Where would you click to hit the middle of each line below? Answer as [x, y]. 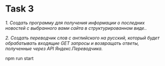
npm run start [20, 58]
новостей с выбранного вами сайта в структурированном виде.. [76, 28]
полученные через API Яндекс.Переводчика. [54, 48]
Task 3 [20, 9]
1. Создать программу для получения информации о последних [75, 23]
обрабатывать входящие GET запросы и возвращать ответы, [72, 43]
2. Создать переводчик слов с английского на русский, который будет [82, 38]
